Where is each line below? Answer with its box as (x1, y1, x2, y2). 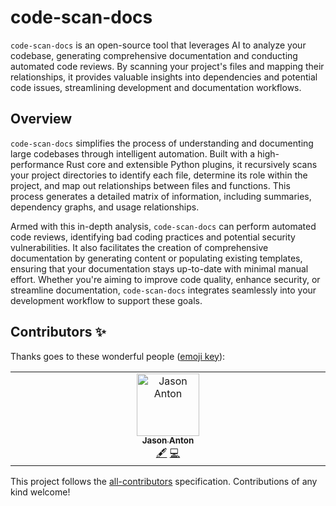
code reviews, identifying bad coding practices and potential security (10, 231, 296, 243)
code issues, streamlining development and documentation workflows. (10, 81, 302, 93)
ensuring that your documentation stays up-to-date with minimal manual (10, 262, 309, 275)
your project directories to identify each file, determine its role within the (10, 169, 308, 181)
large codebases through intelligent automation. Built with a (10, 147, 256, 160)
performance (10, 158, 65, 170)
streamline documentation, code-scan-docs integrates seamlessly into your (10, 284, 317, 296)
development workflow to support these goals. (10, 294, 203, 306)
